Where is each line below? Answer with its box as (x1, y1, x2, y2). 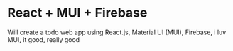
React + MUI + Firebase (7, 5, 148, 21)
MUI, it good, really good (7, 35, 80, 43)
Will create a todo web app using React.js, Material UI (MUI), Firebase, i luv (7, 28, 227, 36)
